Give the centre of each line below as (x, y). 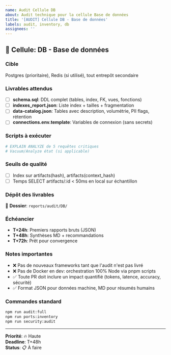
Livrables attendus (29, 88)
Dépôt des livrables (30, 194)
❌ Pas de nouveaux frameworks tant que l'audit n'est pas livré (78, 265)
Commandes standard (34, 301)
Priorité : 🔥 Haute (23, 336)
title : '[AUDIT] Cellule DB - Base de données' (57, 19)
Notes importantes (29, 254)
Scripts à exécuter (28, 136)
